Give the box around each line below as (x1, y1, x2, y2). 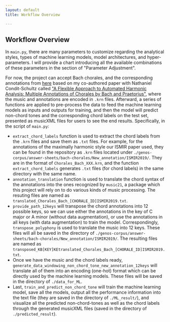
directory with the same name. (12, 171, 77, 177)
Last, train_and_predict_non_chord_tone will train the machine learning (12, 284, 161, 290)
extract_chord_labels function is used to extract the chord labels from (12, 133, 160, 139)
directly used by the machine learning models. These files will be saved (12, 273, 162, 279)
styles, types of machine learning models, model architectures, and (5, 54, 146, 60)
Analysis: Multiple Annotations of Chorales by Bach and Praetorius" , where (5, 91, 161, 97)
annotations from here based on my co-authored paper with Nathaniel (5, 80, 152, 86)
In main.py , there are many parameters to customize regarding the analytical (5, 49, 164, 55)
